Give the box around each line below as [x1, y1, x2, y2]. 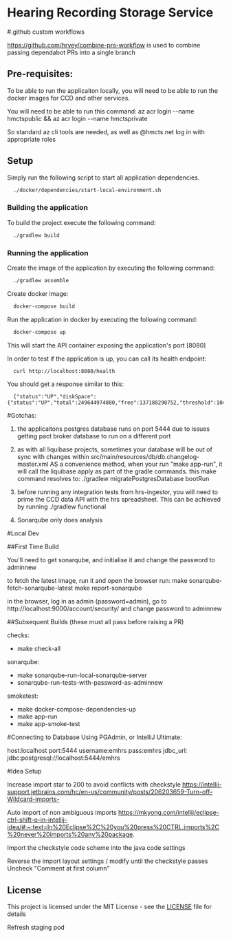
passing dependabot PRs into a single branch [7, 48, 136, 56]
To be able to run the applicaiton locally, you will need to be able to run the [7, 86, 219, 94]
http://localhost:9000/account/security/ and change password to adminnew [7, 604, 222, 613]
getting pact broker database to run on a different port [16, 432, 171, 440]
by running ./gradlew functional [16, 502, 107, 511]
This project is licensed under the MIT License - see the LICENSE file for [7, 903, 212, 911]
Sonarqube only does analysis [16, 516, 103, 524]
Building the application [7, 203, 88, 213]
